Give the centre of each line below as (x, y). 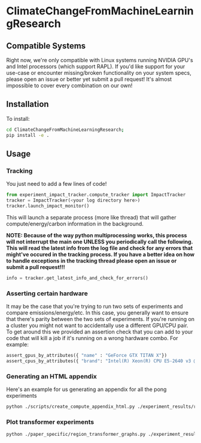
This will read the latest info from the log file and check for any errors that (100, 248)
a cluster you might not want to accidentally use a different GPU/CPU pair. (97, 326)
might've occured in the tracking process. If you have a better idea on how (100, 254)
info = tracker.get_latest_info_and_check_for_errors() (77, 278)
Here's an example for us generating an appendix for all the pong (86, 389)
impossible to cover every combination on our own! (69, 85)
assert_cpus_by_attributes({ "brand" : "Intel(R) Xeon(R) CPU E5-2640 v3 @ (101, 361)
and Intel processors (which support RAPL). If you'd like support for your (96, 66)
